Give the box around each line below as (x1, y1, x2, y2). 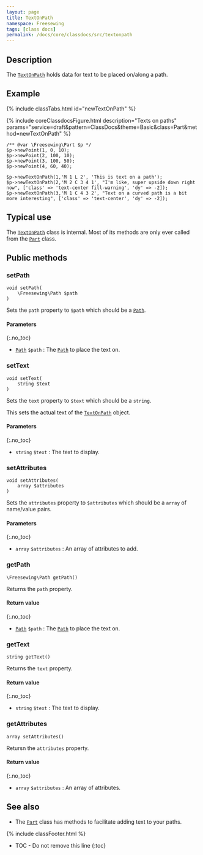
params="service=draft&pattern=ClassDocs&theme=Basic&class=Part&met (6, 123, 197, 131)
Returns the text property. (6, 665, 73, 672)
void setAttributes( (6, 478, 59, 484)
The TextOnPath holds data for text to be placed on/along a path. (6, 71, 168, 78)
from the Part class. (6, 234, 57, 242)
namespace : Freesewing (6, 20, 64, 26)
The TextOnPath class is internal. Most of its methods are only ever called (6, 228, 190, 236)
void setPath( (6, 285, 43, 292)
